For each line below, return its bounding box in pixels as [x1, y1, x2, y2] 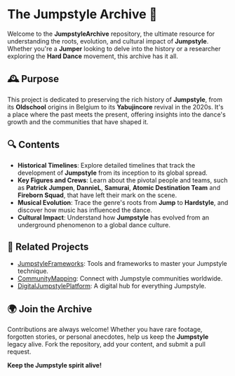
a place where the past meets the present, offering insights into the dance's [7, 110, 226, 119]
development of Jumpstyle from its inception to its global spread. [17, 168, 208, 177]
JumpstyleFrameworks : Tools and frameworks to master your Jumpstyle [17, 260, 228, 268]
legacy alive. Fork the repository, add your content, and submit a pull [7, 340, 206, 349]
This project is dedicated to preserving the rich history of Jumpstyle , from [7, 95, 223, 104]
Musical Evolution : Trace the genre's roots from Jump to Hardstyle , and [17, 198, 229, 206]
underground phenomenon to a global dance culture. [17, 220, 170, 229]
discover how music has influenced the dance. [17, 206, 153, 214]
